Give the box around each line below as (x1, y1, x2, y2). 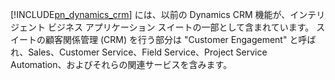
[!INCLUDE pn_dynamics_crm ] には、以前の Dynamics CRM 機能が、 (10, 9, 291, 20)
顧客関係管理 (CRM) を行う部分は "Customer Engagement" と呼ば (44, 34, 317, 45)
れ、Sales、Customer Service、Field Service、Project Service (10, 46, 268, 58)
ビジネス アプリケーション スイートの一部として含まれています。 (47, 21, 315, 33)
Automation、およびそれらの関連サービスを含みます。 (10, 59, 233, 70)
